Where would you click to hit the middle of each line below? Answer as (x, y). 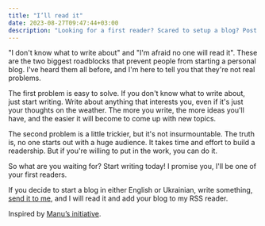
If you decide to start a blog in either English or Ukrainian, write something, (131, 190)
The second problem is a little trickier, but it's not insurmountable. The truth (132, 134)
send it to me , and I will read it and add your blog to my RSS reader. (118, 198)
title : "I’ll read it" (46, 15)
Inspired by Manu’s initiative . (55, 214)
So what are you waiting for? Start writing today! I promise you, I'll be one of (132, 167)
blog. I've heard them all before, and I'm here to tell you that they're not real (132, 70)
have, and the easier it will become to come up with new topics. (112, 119)
